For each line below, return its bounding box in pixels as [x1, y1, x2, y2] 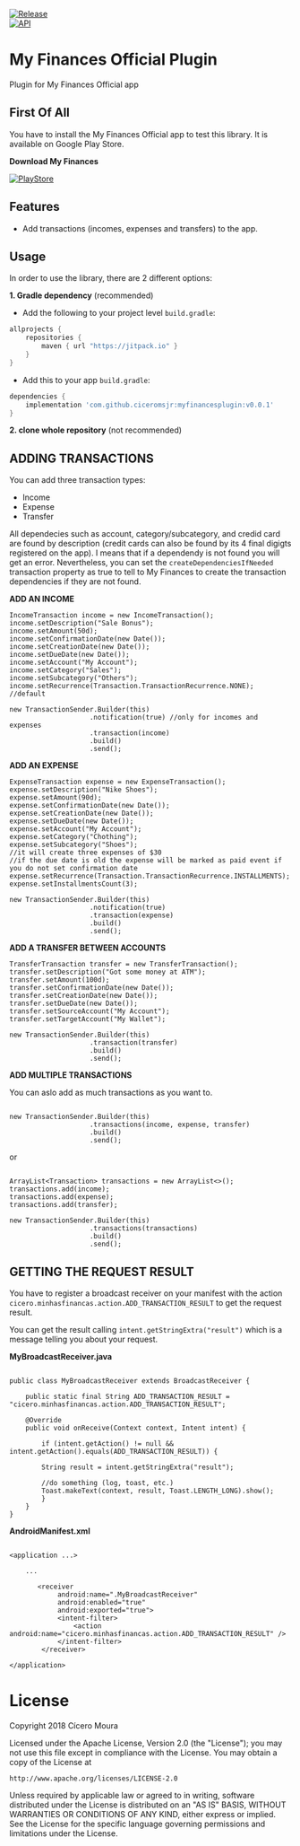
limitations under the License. [9, 1827, 118, 1839]
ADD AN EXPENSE [9, 760, 79, 771]
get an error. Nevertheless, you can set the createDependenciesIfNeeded [9, 557, 274, 568]
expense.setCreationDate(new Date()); [9, 809, 154, 818]
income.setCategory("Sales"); [9, 666, 123, 675]
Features [9, 199, 60, 214]
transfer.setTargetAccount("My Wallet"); [9, 1015, 167, 1024]
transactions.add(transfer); [9, 1201, 118, 1210]
